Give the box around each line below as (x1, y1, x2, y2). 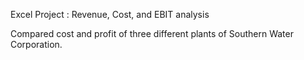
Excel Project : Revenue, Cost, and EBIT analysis (10, 9, 210, 20)
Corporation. (10, 39, 63, 50)
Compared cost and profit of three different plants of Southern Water (10, 28, 294, 39)
